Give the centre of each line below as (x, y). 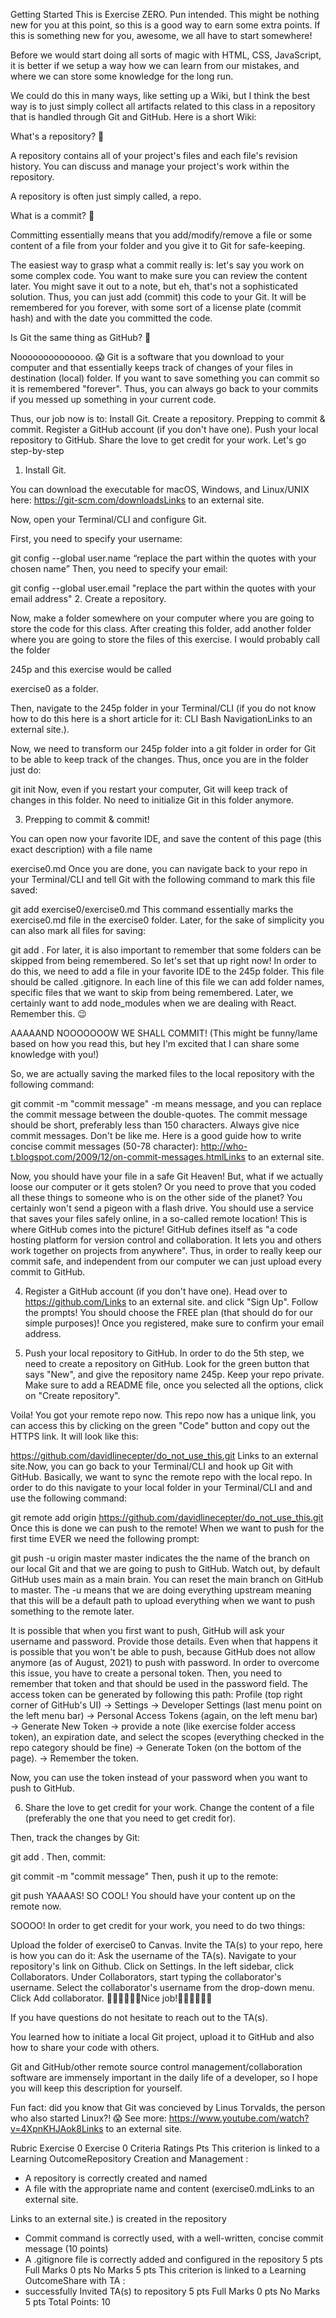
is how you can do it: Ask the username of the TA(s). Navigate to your (153, 1955)
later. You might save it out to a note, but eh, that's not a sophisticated (154, 286)
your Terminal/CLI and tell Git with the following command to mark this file (163, 879)
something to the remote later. (72, 1611)
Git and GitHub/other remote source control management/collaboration (156, 2067)
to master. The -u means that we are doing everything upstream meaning (161, 1590)
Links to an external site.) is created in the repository (118, 2218)
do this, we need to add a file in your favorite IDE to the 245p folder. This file (167, 971)
